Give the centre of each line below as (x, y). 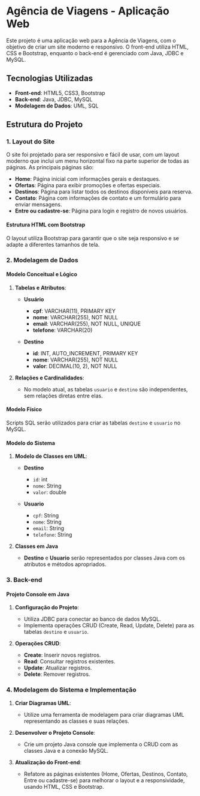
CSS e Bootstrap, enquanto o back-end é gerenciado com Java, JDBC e (95, 53)
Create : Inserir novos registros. (62, 655)
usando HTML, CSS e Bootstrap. (64, 786)
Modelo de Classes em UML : (51, 456)
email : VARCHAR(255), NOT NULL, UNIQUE (87, 324)
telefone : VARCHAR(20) (63, 330)
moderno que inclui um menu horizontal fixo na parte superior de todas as (98, 161)
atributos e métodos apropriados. (65, 564)
